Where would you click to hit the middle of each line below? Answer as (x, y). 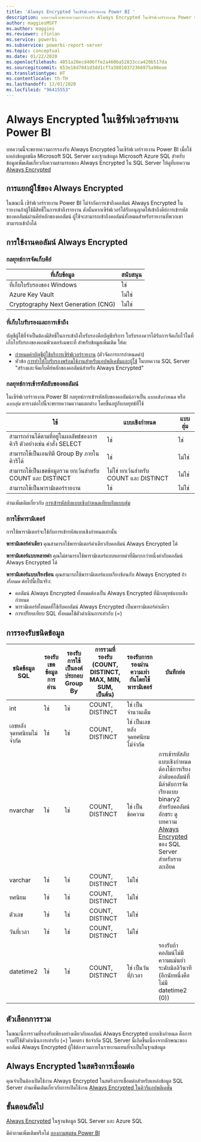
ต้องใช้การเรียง (174, 770)
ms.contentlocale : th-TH (37, 79)
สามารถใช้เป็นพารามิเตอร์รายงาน (45, 488)
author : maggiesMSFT (32, 23)
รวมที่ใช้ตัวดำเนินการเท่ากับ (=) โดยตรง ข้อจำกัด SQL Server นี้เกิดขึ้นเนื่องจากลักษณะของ (97, 1040)
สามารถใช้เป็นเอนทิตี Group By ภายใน (54, 453)
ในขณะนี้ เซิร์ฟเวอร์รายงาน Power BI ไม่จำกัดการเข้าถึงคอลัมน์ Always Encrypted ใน (95, 203)
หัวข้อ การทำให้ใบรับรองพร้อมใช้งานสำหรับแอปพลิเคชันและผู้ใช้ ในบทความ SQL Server (102, 361)
